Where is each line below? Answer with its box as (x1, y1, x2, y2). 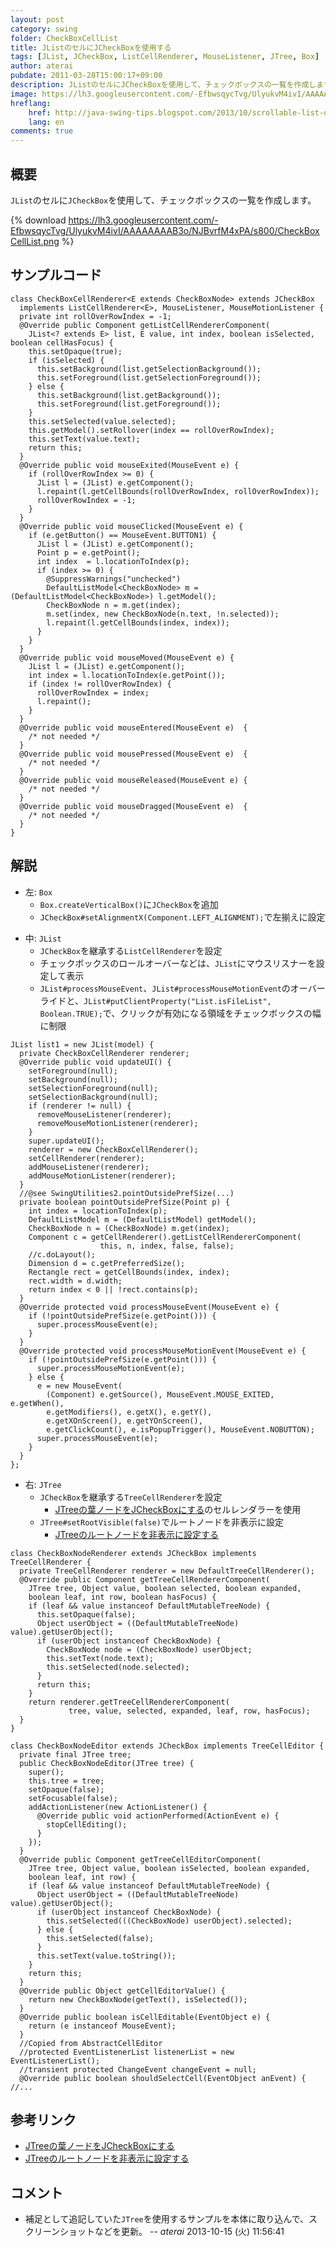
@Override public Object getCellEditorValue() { (19, 1986, 226, 1996)
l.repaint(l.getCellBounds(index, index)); (46, 617, 230, 628)
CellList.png (10, 235, 60, 247)
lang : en (28, 117, 65, 127)
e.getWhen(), (10, 1398, 65, 1408)
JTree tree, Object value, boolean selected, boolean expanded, (28, 1583, 302, 1593)
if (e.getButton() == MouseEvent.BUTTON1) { (28, 530, 217, 540)
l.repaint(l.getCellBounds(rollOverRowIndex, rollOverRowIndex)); (36, 486, 320, 496)
